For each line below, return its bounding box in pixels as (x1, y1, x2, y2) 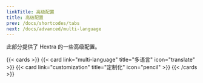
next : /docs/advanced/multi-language (6, 25, 102, 32)
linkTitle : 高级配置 (6, 8, 55, 15)
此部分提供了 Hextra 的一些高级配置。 (6, 43, 101, 50)
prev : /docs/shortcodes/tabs (6, 20, 80, 26)
